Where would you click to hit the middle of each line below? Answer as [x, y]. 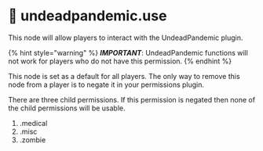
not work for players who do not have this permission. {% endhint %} [120, 61]
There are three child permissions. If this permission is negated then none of [132, 99]
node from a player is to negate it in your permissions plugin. [106, 84]
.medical [33, 123]
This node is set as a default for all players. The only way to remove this [124, 76]
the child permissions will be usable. [67, 108]
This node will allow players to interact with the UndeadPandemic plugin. [126, 38]
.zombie [33, 139]
